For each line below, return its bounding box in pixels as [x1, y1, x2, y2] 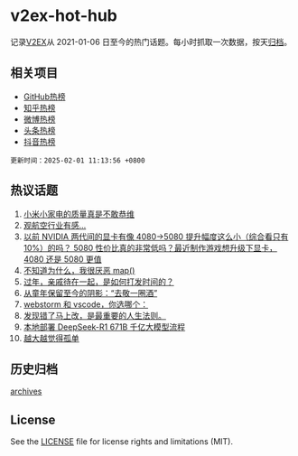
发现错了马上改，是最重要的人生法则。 [23, 310, 166, 321]
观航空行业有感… [23, 219, 87, 230]
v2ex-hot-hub [10, 5, 118, 26]
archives [10, 386, 42, 397]
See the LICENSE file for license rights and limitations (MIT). [10, 436, 234, 447]
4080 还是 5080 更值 [23, 254, 102, 265]
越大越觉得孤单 [23, 332, 79, 343]
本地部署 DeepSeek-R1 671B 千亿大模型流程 [23, 321, 186, 332]
